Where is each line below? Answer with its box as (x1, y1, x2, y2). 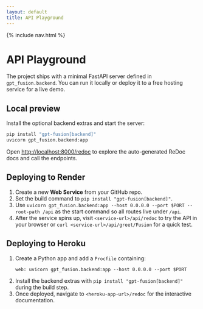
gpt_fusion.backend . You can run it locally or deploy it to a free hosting (6, 79, 184, 87)
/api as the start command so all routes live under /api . (42, 208, 182, 215)
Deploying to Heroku (6, 238, 86, 249)
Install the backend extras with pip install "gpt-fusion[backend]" (15, 277, 184, 284)
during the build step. (15, 283, 69, 291)
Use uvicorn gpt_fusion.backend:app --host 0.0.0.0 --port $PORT (15, 201, 185, 208)
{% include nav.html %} (6, 31, 66, 38)
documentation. (15, 296, 55, 304)
